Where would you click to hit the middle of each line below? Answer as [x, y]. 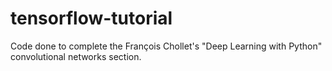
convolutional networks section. [76, 56]
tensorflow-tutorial [91, 18]
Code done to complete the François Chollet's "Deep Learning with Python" [166, 46]
